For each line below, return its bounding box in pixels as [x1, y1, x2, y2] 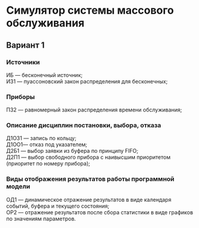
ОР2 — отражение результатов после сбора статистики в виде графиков [6, 208, 193, 215]
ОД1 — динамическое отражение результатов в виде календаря [6, 196, 172, 203]
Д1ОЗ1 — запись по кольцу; [6, 135, 76, 142]
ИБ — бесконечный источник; [6, 71, 82, 78]
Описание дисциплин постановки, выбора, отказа [6, 121, 161, 130]
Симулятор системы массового [6, 4, 174, 17]
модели [6, 183, 30, 191]
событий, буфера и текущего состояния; [6, 202, 109, 209]
